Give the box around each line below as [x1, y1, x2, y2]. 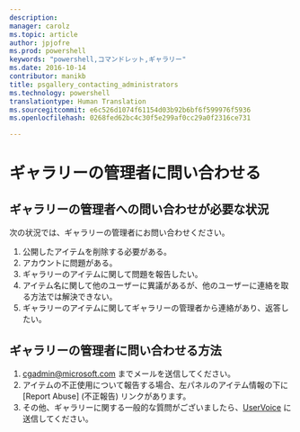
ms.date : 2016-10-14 [9, 64, 87, 73]
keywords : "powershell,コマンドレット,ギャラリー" [9, 55, 187, 64]
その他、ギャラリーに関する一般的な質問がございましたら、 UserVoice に [22, 401, 292, 412]
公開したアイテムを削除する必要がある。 [22, 247, 172, 257]
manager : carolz [9, 22, 70, 31]
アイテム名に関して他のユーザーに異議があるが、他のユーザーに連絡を [22, 280, 281, 291]
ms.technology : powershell [9, 88, 110, 97]
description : [9, 13, 58, 22]
